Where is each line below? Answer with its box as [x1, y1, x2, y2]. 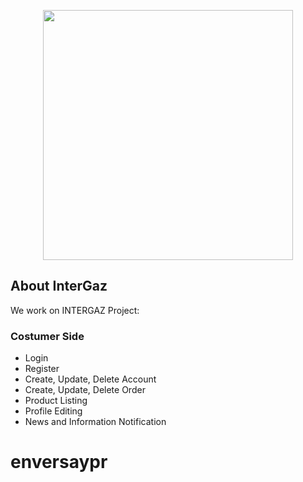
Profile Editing [24, 405, 83, 417]
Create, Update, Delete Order [24, 384, 146, 396]
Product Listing [24, 395, 88, 407]
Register [24, 363, 60, 375]
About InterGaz [10, 278, 108, 295]
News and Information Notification [24, 416, 167, 428]
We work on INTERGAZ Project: [10, 304, 140, 316]
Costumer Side [10, 329, 85, 343]
